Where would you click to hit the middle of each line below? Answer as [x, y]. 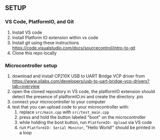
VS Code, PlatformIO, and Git [39, 22]
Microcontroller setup [31, 65]
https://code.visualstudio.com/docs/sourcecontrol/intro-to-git [73, 47]
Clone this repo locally [34, 53]
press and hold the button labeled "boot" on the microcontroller [82, 117]
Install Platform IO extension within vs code [55, 37]
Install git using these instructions [45, 43]
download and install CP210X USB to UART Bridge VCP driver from [78, 76]
